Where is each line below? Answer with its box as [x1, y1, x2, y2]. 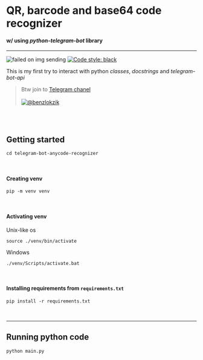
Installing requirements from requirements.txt [6, 285, 124, 292]
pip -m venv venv [6, 188, 50, 194]
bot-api [6, 74, 25, 82]
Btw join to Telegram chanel [21, 86, 91, 93]
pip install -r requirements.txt [6, 298, 91, 304]
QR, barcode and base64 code [6, 4, 162, 18]
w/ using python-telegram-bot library [6, 37, 103, 44]
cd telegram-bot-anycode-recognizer [6, 151, 98, 157]
